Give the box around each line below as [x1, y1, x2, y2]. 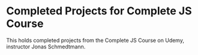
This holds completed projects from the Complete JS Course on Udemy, [6, 36, 185, 44]
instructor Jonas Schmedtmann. [6, 43, 86, 50]
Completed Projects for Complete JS [6, 4, 192, 18]
